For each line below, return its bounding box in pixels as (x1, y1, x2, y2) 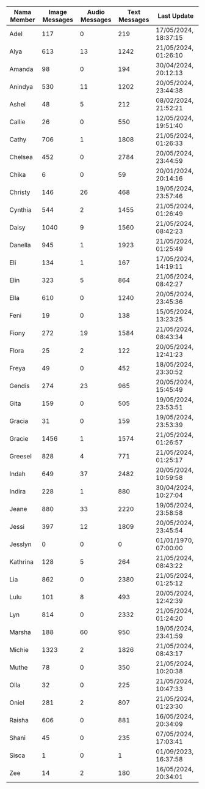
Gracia (9, 417, 29, 425)
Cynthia (9, 206, 32, 214)
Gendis (9, 382, 30, 390)
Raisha (9, 716, 29, 724)
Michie (9, 646, 29, 654)
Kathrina (9, 558, 34, 566)
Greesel (9, 452, 32, 460)
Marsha (9, 628, 32, 636)
